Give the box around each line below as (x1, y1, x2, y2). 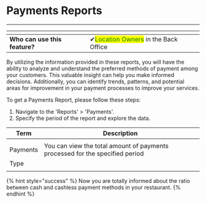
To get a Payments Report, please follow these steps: (6, 96, 141, 103)
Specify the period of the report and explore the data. (15, 114, 151, 122)
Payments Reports (6, 4, 102, 18)
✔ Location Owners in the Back (90, 35, 178, 43)
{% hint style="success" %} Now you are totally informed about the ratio (6, 177, 190, 184)
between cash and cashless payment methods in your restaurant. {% (6, 183, 181, 191)
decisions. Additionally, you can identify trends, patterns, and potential (6, 78, 185, 85)
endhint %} (6, 190, 35, 197)
